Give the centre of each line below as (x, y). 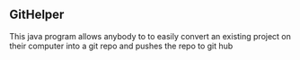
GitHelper (37, 15)
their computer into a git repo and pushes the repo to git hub (121, 46)
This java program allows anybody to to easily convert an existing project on (150, 36)
